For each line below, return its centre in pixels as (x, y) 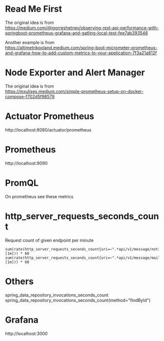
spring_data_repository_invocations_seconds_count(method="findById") (78, 300)
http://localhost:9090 (26, 163)
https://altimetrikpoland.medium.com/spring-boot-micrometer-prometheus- (81, 47)
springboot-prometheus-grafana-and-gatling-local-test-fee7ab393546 (76, 33)
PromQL (22, 183)
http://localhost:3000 (26, 333)
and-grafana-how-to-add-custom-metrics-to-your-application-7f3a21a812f (81, 53)
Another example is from (30, 42)
